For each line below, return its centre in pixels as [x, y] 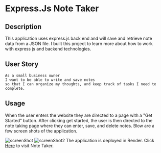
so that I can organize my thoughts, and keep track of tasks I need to [81, 84]
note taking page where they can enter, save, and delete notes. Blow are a [80, 126]
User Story [22, 64]
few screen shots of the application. [41, 131]
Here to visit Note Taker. [29, 146]
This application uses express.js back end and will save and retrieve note [79, 38]
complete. [15, 88]
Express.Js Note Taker [52, 9]
